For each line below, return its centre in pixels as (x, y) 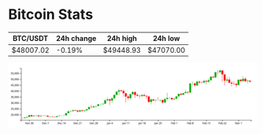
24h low (166, 39)
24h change (76, 39)
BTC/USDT (31, 39)
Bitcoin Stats (51, 15)
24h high (122, 39)
